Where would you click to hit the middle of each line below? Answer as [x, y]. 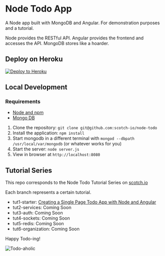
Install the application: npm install [48, 133]
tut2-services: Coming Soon [42, 208]
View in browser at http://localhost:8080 [56, 155]
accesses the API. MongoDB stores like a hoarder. [57, 43]
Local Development [36, 87]
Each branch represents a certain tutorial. [48, 192]
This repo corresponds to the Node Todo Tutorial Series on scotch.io [76, 183]
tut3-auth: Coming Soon [38, 213]
